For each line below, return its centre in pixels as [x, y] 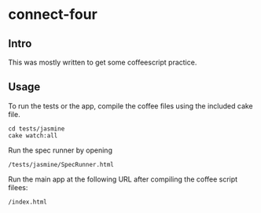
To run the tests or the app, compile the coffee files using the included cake [130, 106]
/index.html [28, 202]
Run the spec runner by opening [60, 150]
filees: [18, 187]
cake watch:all [33, 135]
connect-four [53, 15]
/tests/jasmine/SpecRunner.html [61, 164]
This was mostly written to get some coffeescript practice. [103, 62]
